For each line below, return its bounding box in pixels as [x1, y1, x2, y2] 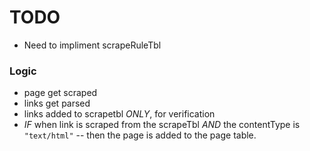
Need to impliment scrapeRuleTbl [23, 39, 162, 51]
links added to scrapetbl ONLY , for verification [23, 108, 216, 120]
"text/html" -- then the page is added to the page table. [23, 129, 257, 141]
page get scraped [23, 87, 98, 99]
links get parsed [23, 97, 91, 110]
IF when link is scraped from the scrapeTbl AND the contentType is [23, 119, 301, 131]
